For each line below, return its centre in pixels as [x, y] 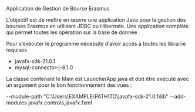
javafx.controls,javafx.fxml [60, 103]
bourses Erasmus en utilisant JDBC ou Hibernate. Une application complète [97, 26]
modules [17, 103]
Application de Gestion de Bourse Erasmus [58, 9]
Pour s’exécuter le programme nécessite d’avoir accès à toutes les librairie [96, 44]
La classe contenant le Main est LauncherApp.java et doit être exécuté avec [97, 79]
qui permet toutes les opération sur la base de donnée [72, 32]
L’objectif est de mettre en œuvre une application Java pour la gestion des [96, 20]
